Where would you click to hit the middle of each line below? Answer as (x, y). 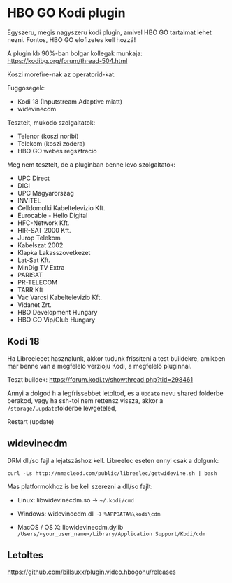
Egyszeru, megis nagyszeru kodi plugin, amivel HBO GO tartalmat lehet (109, 32)
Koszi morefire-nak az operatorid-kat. (62, 74)
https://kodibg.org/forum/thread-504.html (67, 60)
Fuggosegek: (26, 88)
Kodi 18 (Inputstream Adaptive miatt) (70, 101)
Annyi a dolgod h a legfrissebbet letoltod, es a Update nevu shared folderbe (115, 393)
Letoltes (26, 555)
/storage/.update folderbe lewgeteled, (62, 408)
